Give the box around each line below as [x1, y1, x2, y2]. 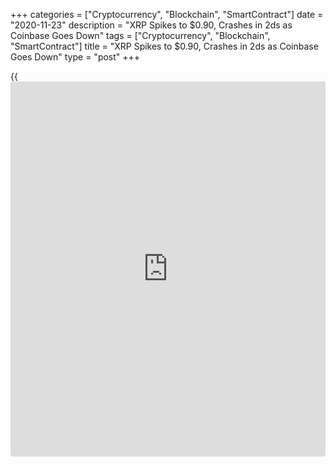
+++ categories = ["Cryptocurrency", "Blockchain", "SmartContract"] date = [10, 9, 324, 20]
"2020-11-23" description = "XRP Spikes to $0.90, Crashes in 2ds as [10, 19, 293, 31]
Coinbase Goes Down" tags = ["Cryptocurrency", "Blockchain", [10, 30, 271, 41]
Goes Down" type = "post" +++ [10, 51, 141, 63]
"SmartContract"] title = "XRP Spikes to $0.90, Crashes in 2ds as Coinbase [10, 40, 319, 52]
